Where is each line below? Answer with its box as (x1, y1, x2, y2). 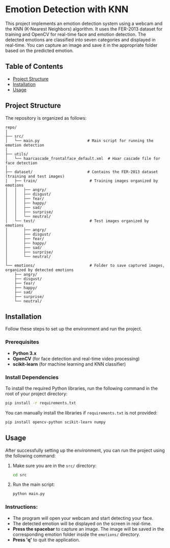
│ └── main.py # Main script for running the (5, 138, 154, 143)
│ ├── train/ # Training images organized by (5, 178, 158, 183)
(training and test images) (5, 174, 65, 179)
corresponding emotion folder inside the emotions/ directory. (12, 531, 140, 537)
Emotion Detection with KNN (5, 4, 129, 15)
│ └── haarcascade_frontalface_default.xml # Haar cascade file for (5, 156, 160, 161)
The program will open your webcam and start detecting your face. (12, 515, 154, 521)
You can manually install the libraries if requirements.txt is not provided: (5, 409, 158, 416)
